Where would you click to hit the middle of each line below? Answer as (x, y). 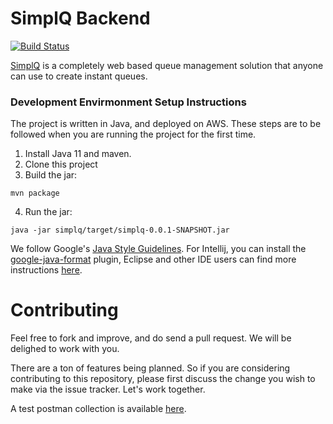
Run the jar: (48, 212)
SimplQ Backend (80, 18)
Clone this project (61, 164)
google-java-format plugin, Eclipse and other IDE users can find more (153, 259)
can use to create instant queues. (79, 76)
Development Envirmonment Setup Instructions (128, 102)
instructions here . (46, 270)
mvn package (35, 193)
